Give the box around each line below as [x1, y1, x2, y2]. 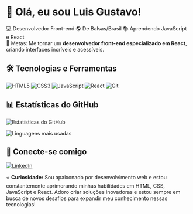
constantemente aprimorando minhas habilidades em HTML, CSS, [6, 182, 166, 189]
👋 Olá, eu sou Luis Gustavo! [6, 5, 142, 19]
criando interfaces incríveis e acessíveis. [6, 46, 104, 53]
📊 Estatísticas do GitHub [6, 100, 99, 110]
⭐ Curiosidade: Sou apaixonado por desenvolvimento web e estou [6, 174, 167, 181]
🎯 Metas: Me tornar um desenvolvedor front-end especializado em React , [6, 39, 187, 46]
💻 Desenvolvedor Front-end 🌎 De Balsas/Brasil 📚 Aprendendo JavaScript [6, 25, 187, 32]
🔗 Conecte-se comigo [6, 147, 87, 157]
